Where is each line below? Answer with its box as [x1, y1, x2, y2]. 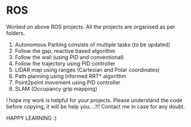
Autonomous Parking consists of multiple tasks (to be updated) [14, 41, 170, 48]
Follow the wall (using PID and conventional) [14, 53, 124, 61]
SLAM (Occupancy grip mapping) [14, 85, 97, 92]
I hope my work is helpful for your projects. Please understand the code [6, 96, 183, 104]
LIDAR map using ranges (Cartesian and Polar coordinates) [14, 66, 160, 73]
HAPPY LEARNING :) [6, 114, 57, 122]
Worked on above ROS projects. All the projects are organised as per [6, 23, 175, 30]
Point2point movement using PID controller [14, 78, 121, 86]
